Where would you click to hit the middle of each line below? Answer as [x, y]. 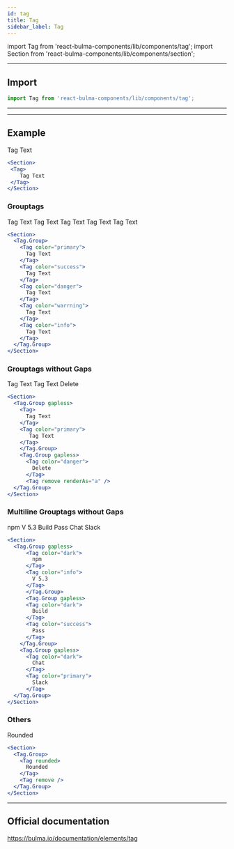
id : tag [18, 14]
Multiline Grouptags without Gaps [65, 512]
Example [26, 133]
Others [19, 720]
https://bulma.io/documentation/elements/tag [72, 838]
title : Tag [23, 20]
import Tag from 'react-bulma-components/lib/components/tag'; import [110, 47]
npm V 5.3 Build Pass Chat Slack [54, 527]
